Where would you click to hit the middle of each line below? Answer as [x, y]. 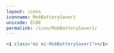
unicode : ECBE [24, 22]
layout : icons [24, 11]
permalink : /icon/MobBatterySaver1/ [52, 28]
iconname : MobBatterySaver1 [41, 17]
